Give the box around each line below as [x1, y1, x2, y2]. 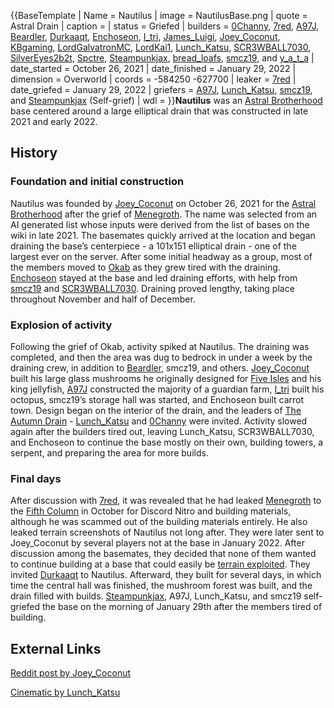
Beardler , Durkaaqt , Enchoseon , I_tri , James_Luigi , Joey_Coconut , [10, 31, 281, 42]
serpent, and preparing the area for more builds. [10, 446, 209, 459]
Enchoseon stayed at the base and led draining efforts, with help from [10, 271, 298, 284]
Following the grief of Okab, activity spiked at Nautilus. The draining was [10, 340, 310, 352]
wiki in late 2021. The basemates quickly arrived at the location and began [10, 229, 316, 241]
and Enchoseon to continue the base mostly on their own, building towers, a [10, 436, 324, 448]
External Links [10, 640, 102, 657]
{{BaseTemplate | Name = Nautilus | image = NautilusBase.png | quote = [10, 10, 308, 21]
